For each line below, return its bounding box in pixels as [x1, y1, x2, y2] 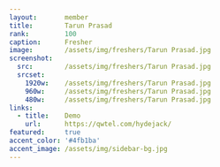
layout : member [9, 12, 89, 22]
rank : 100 [9, 29, 77, 38]
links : [9, 103, 34, 112]
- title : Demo [17, 111, 81, 120]
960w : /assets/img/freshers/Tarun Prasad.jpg [25, 87, 212, 95]
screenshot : [9, 54, 53, 63]
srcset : [17, 71, 46, 80]
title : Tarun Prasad [9, 21, 113, 30]
